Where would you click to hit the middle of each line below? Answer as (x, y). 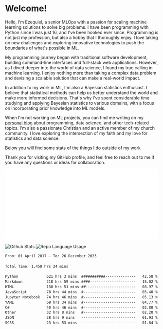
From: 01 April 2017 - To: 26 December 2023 (51, 256)
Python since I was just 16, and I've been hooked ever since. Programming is (82, 32)
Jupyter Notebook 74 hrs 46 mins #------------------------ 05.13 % (81, 297)
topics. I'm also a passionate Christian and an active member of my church (80, 128)
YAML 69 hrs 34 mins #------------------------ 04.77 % (81, 302)
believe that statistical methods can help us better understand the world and (81, 93)
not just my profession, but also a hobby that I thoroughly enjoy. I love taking (81, 38)
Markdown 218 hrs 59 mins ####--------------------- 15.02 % (81, 282)
